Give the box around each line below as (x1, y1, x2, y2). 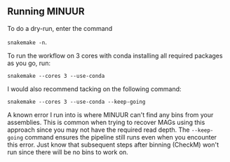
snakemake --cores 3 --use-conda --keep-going (7, 98, 146, 105)
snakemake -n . (7, 38, 47, 46)
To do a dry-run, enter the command (7, 24, 113, 32)
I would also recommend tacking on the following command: (7, 84, 182, 93)
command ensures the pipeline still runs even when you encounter (24, 133, 217, 141)
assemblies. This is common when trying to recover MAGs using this (7, 118, 205, 126)
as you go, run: (7, 59, 51, 67)
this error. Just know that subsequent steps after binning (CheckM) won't (7, 140, 219, 149)
